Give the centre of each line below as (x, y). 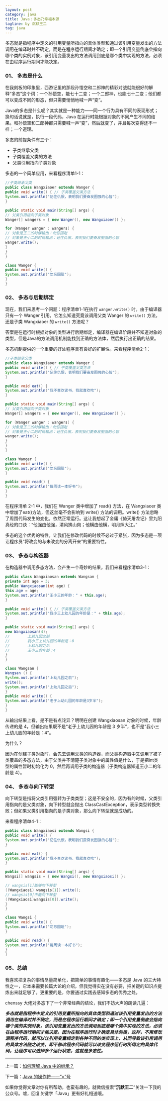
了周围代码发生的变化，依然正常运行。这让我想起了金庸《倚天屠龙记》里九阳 (84, 518)
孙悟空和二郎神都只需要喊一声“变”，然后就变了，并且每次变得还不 (85, 123)
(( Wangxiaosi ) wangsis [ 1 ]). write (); (43, 890)
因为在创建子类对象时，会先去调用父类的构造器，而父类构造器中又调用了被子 (84, 754)
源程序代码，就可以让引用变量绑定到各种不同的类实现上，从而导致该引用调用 (84, 1038)
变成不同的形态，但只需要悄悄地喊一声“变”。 (59, 100)
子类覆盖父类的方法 (32, 157)
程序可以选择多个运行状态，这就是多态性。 (62, 1051)
